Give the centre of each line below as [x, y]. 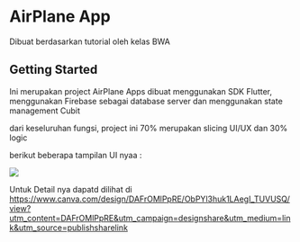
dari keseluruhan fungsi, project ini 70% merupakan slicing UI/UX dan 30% [149, 128]
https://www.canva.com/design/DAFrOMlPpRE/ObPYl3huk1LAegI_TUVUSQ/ [150, 199]
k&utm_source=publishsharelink [69, 228]
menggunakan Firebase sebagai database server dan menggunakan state [146, 101]
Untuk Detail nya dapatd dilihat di [71, 189]
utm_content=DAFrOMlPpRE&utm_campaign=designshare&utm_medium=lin [150, 218]
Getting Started [54, 70]
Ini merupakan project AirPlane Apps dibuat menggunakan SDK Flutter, [141, 91]
